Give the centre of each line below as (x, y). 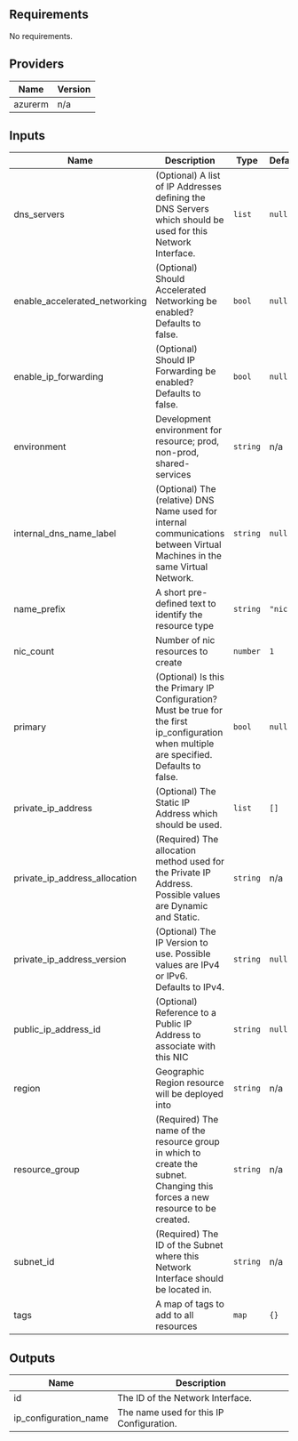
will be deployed (189, 1094)
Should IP (175, 360)
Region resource (189, 1083)
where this (177, 1256)
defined (171, 604)
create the (176, 1164)
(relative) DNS (184, 500)
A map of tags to (189, 1304)
